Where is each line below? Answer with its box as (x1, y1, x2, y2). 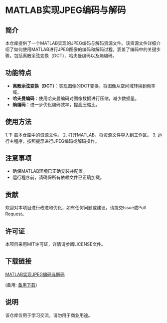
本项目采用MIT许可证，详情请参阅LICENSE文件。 (5, 241, 106, 247)
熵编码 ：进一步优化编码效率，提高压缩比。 (12, 101, 100, 107)
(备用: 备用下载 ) (5, 282, 37, 288)
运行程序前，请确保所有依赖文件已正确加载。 (12, 174, 105, 180)
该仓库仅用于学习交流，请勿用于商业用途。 (5, 312, 93, 318)
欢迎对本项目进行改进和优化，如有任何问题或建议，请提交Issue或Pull (5, 205, 146, 211)
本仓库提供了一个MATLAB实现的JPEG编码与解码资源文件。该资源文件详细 (5, 40, 157, 46)
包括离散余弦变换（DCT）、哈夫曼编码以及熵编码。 (13, 53, 117, 58)
